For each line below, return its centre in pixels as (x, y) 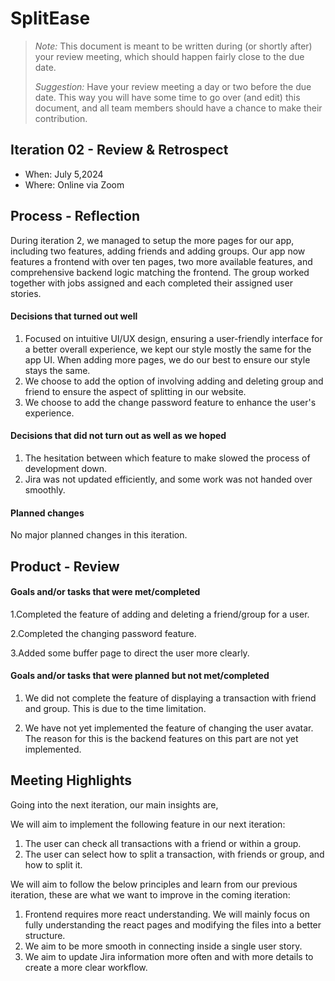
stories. (26, 293)
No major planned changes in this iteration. (99, 535)
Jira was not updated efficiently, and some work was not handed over (168, 479)
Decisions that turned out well (74, 316)
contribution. (61, 118)
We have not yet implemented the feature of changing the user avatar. (169, 728)
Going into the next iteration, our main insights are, (114, 804)
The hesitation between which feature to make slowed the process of (167, 458)
